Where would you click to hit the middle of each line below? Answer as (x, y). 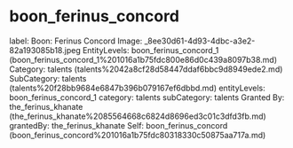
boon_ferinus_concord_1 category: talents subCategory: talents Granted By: (147, 97)
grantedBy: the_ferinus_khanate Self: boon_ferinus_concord (119, 125)
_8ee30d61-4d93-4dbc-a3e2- (200, 41)
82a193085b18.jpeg (45, 50)
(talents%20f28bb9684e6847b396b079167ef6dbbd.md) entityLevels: (138, 88)
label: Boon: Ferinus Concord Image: (76, 41)
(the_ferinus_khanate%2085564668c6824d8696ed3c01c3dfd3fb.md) (138, 116)
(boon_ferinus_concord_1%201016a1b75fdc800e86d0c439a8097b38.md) (143, 59)
